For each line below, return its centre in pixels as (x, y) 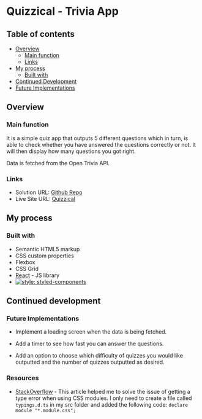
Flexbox (25, 262)
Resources (23, 378)
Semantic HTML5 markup (47, 249)
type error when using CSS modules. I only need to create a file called (103, 398)
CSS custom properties (45, 256)
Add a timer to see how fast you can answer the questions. (89, 344)
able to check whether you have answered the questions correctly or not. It (101, 144)
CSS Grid (27, 268)
